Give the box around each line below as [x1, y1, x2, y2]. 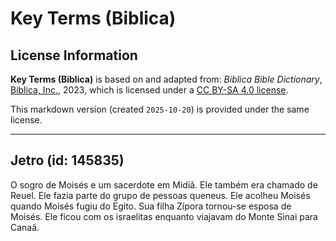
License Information [10, 47, 138, 64]
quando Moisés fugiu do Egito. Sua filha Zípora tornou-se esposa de [10, 200, 292, 212]
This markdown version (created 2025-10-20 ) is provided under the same [10, 103, 310, 115]
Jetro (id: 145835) [10, 152, 125, 169]
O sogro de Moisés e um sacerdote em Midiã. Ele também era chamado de [10, 178, 318, 191]
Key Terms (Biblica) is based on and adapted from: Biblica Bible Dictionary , [10, 73, 323, 85]
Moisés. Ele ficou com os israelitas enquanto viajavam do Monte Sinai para [10, 210, 318, 222]
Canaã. [10, 221, 40, 233]
